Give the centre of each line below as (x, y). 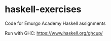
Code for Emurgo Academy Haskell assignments (55, 23)
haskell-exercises (43, 9)
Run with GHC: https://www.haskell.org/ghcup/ (54, 33)
